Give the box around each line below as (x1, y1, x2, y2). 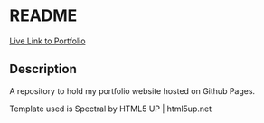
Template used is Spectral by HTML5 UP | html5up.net (9, 103, 212, 114)
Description (9, 61, 77, 77)
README (9, 5, 78, 26)
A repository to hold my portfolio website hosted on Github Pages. (9, 85, 256, 96)
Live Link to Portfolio (9, 35, 86, 46)
